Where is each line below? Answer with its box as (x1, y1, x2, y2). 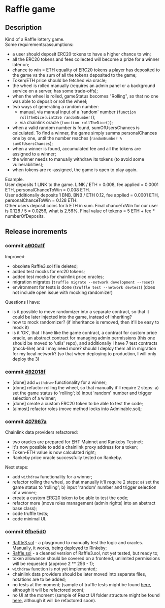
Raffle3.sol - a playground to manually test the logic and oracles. (12, 539, 144, 545)
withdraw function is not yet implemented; (12, 565, 97, 572)
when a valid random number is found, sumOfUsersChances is (12, 125, 140, 131)
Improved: (5, 253, 26, 259)
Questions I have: (5, 299, 40, 305)
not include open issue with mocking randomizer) (12, 289, 113, 295)
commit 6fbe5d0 (5, 528, 46, 535)
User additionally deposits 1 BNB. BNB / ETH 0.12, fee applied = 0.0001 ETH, (5, 192, 159, 198)
